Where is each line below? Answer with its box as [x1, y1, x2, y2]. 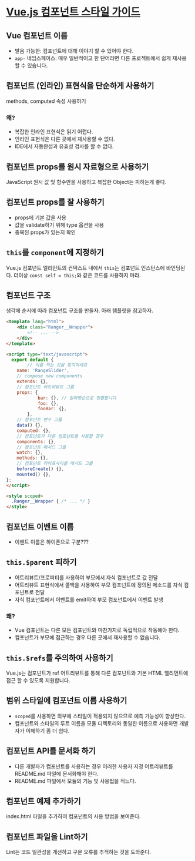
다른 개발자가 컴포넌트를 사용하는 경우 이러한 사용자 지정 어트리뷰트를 [14, 762, 173, 770]
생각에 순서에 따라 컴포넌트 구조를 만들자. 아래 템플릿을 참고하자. [6, 307, 154, 314]
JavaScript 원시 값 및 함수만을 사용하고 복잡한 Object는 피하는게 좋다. [6, 178, 167, 185]
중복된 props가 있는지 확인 [14, 229, 76, 236]
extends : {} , [16, 378, 49, 385]
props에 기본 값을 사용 [14, 214, 66, 221]
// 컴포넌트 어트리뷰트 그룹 [16, 384, 75, 390]
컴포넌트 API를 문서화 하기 [6, 746, 96, 756]
